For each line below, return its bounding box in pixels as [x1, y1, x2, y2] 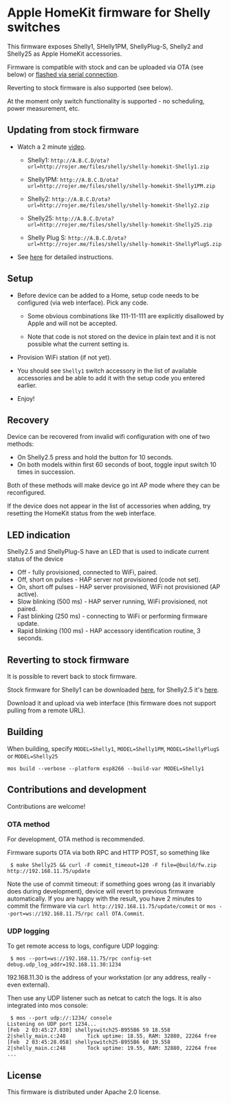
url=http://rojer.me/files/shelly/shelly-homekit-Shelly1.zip [27, 163, 210, 170]
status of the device [7, 555, 64, 563]
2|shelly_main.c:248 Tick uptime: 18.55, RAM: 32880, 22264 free [7, 1033, 217, 1040]
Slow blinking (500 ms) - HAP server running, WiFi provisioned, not [16, 597, 208, 606]
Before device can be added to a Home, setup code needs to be [16, 291, 199, 299]
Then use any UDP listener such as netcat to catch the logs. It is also [7, 994, 201, 1002]
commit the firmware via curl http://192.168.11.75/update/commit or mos [7, 901, 217, 910]
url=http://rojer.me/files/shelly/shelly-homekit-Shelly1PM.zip [27, 183, 216, 189]
